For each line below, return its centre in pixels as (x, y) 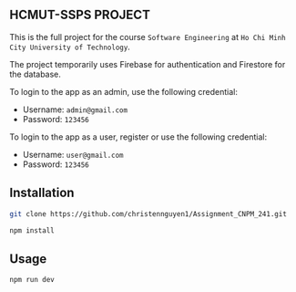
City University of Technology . (70, 47)
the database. (36, 74)
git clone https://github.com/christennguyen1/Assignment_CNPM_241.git (148, 214)
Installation (42, 193)
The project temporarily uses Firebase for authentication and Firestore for (148, 64)
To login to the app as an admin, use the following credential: (124, 91)
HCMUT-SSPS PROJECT (80, 15)
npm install (32, 230)
